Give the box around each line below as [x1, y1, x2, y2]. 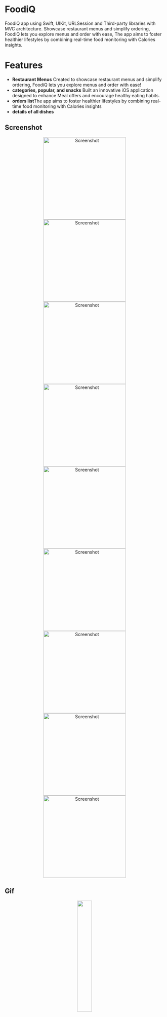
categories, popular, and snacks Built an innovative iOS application [12, 87, 154, 93]
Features [5, 60, 43, 71]
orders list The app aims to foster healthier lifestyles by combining [12, 98, 150, 104]
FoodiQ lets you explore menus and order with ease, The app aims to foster [5, 31, 162, 37]
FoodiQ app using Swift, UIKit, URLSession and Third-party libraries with [5, 20, 156, 26]
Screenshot [5, 123, 43, 132]
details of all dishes [12, 108, 54, 114]
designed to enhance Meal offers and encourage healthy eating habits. [12, 92, 160, 98]
